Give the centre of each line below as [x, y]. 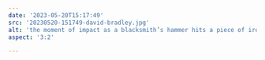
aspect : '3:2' [32, 37]
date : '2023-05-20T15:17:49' [56, 15]
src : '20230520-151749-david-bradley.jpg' [79, 23]
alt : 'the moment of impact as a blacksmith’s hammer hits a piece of [127, 30]
